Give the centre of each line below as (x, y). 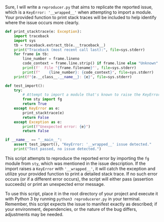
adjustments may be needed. (34, 214)
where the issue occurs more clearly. (42, 22)
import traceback (31, 36)
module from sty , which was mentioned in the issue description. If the (75, 163)
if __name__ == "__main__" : (34, 140)
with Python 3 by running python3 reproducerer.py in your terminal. (73, 199)
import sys (25, 40)
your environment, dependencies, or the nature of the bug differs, (71, 209)
